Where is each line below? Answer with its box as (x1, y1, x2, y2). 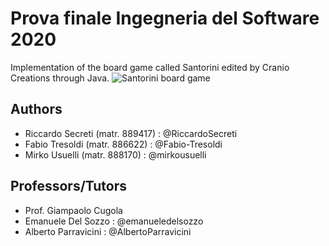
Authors (10, 101, 63, 118)
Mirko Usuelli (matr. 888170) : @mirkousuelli (24, 148, 207, 161)
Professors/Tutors (10, 178, 128, 195)
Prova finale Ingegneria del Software (10, 7, 320, 30)
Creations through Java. (10, 72, 110, 84)
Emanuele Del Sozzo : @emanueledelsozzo (24, 215, 204, 227)
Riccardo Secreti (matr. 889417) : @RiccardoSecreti (24, 127, 238, 139)
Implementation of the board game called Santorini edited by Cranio (10, 61, 290, 73)
